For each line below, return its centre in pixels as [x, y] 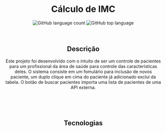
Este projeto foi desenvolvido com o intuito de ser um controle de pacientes [83, 61]
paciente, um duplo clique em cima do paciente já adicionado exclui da [83, 77]
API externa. [83, 87]
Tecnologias [83, 123]
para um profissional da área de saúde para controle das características [83, 66]
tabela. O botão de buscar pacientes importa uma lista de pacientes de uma [83, 82]
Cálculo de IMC [83, 9]
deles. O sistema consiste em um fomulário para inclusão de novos [83, 71]
